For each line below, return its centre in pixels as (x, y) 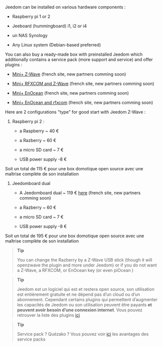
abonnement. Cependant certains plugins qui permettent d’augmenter (87, 299)
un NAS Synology (30, 35)
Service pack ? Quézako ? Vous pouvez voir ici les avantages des (83, 334)
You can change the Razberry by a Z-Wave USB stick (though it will (84, 260)
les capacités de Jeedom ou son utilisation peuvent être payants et (84, 305)
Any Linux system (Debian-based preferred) (56, 45)
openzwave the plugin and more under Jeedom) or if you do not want (87, 265)
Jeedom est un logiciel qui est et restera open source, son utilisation (86, 289)
